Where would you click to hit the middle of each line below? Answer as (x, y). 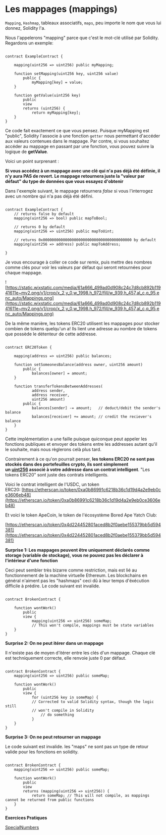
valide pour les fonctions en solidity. (42, 752)
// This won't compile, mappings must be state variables (93, 625)
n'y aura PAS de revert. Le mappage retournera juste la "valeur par (75, 176)
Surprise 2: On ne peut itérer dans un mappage (55, 643)
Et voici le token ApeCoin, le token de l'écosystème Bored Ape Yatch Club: (81, 515)
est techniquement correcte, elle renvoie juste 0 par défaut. (66, 658)
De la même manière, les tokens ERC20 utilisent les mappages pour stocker (83, 323)
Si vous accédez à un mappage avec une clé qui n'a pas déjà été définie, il (83, 171)
